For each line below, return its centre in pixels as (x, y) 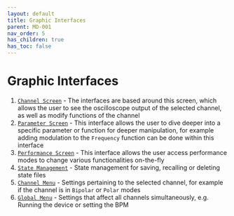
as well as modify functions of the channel (78, 115)
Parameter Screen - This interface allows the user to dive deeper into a (119, 123)
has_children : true (36, 40)
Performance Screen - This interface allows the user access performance (122, 152)
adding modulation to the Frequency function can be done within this (116, 137)
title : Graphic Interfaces (47, 20)
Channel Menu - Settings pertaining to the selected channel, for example (120, 182)
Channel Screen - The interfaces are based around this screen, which (117, 100)
